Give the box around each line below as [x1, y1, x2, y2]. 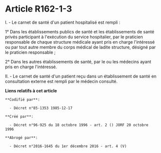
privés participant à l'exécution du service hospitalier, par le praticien [5, 34, 143, 40]
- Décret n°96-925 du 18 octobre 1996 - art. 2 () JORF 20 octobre [9, 122, 149, 127]
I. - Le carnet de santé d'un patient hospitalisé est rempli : [5, 19, 120, 25]
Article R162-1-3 [5, 3, 72, 15]
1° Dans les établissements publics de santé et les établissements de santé [5, 29, 154, 34]
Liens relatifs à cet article [5, 88, 57, 93]
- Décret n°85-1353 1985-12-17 [9, 106, 73, 110]
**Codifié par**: [5, 97, 40, 102]
